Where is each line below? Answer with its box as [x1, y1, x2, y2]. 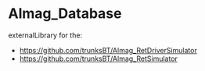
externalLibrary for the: [8, 30, 83, 40]
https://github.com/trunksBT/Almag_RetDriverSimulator [19, 45, 197, 55]
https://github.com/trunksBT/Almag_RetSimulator [19, 54, 178, 63]
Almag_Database [8, 5, 122, 23]
